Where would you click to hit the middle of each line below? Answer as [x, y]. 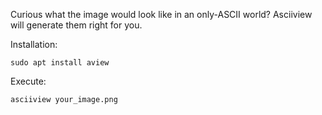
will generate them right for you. [76, 25]
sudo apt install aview [60, 63]
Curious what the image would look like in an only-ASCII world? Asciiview [161, 14]
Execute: [28, 81]
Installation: [34, 44]
